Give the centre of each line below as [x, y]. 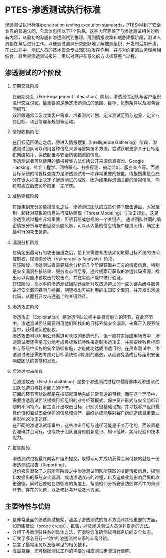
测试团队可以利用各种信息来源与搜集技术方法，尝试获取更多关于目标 [86, 148]
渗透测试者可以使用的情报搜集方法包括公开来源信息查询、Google [78, 161]
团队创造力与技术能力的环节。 [42, 388]
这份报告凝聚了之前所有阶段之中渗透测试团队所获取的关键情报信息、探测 [86, 471]
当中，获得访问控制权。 [36, 329]
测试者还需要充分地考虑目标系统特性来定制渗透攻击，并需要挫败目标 [86, 342]
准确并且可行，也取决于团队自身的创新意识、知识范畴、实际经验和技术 [88, 431]
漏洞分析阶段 [25, 242]
